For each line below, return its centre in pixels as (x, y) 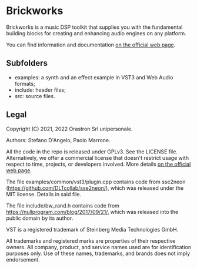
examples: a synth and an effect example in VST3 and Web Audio (94, 77)
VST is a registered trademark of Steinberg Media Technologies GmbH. (92, 229)
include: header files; (40, 90)
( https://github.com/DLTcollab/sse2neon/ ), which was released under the (95, 188)
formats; (25, 83)
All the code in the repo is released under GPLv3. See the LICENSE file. (92, 152)
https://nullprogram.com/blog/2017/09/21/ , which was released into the (92, 212)
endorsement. (23, 259)
